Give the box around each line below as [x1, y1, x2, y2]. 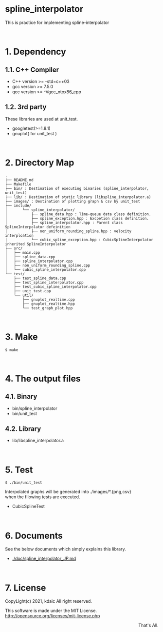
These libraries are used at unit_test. [5, 116, 78, 122]
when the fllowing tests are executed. [5, 494, 80, 500]
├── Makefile [5, 182, 32, 186]
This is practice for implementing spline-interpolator [5, 20, 109, 25]
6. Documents [5, 530, 63, 541]
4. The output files [5, 373, 81, 384]
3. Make [5, 331, 38, 342]
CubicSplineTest [12, 504, 45, 510]
